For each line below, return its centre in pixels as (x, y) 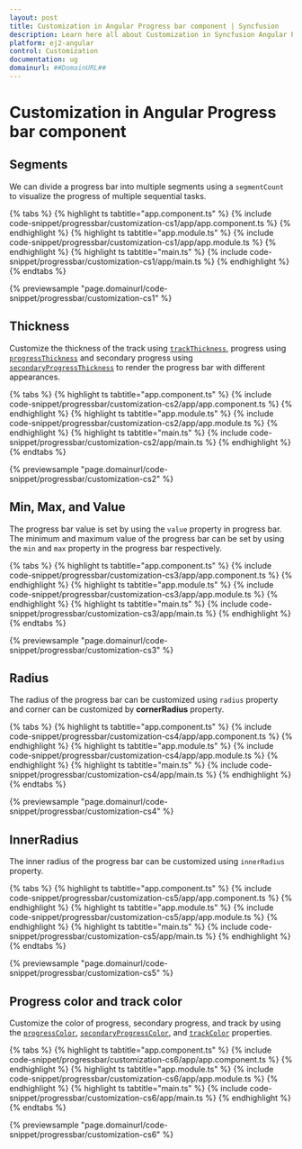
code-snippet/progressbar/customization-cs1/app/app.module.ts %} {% (143, 242)
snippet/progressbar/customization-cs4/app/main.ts (107, 775)
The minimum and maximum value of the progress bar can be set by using (147, 538)
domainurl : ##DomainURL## (58, 68)
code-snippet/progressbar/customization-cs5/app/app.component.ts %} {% (151, 898)
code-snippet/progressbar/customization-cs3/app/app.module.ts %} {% (144, 594)
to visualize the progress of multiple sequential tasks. (108, 196)
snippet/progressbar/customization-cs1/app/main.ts (106, 261)
